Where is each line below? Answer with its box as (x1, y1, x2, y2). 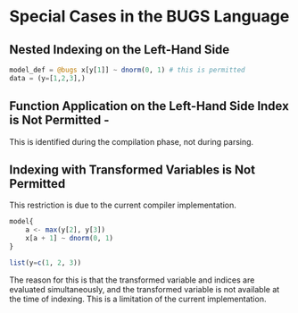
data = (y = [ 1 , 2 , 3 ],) (9, 73, 87, 82)
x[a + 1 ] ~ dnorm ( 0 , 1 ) (25, 234, 114, 243)
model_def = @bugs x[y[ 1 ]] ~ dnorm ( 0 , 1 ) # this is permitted (9, 65, 245, 74)
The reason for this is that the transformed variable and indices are (9, 275, 255, 285)
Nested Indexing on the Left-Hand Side (9, 42, 230, 57)
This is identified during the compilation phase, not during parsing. (9, 136, 254, 147)
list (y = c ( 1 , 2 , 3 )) (9, 258, 82, 267)
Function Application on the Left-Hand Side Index (9, 98, 290, 114)
